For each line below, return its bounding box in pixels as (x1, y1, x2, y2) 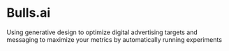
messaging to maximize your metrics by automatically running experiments (6, 35, 223, 43)
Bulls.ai (6, 5, 51, 21)
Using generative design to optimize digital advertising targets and (6, 28, 198, 36)
